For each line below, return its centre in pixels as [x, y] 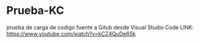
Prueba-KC [35, 11]
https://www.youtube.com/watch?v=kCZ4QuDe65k [71, 33]
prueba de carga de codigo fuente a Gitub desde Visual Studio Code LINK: [100, 27]
